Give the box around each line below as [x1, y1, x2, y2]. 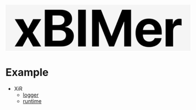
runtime [22, 97, 42, 104]
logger [22, 91, 39, 98]
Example [5, 66, 49, 79]
